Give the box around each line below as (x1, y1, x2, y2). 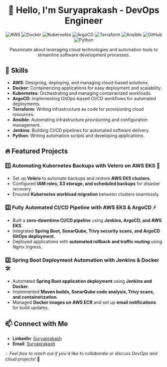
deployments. (12, 101, 41, 107)
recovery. (12, 186, 32, 192)
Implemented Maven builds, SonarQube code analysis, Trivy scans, (12, 289, 155, 295)
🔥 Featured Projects (5, 147, 68, 156)
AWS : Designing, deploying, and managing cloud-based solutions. (12, 79, 149, 85)
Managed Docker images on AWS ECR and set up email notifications (12, 299, 156, 306)
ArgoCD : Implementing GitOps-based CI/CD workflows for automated (12, 95, 156, 101)
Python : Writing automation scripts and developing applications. (12, 132, 145, 139)
